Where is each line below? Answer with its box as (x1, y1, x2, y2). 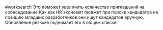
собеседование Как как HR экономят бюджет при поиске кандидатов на (5, 9, 158, 15)
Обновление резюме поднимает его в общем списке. (5, 19, 118, 25)
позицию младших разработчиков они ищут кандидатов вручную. (5, 15, 144, 20)
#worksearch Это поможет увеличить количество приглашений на (5, 4, 145, 10)
